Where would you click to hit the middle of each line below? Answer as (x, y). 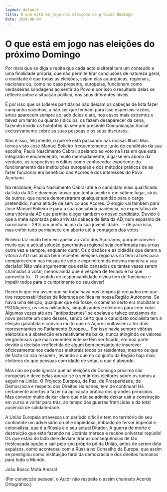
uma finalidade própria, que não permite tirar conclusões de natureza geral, (83, 73)
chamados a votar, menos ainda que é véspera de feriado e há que (74, 271)
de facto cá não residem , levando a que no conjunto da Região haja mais (81, 356)
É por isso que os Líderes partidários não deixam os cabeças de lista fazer (82, 104)
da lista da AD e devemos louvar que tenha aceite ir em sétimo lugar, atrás (82, 193)
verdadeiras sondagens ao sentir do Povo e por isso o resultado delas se (80, 89)
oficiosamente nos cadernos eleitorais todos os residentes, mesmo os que (82, 350)
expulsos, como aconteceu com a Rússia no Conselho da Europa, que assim (83, 449)
